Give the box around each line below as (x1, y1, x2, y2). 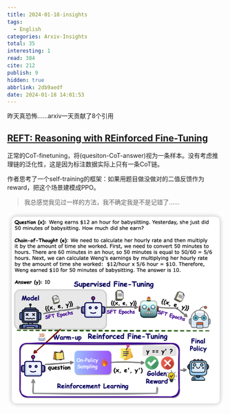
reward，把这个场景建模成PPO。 (7, 184, 100, 192)
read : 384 (7, 55, 36, 62)
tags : (7, 18, 23, 26)
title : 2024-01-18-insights (7, 11, 88, 18)
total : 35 (7, 40, 36, 48)
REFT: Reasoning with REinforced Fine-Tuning (7, 132, 209, 144)
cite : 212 (7, 62, 36, 69)
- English (13, 26, 41, 32)
